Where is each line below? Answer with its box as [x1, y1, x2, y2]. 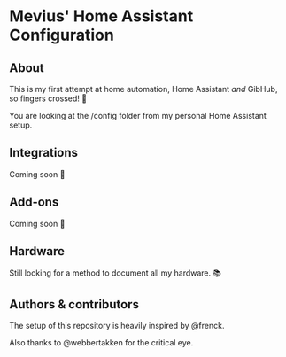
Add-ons [9, 195, 59, 210]
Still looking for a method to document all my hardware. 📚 [9, 268, 221, 278]
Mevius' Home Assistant [9, 6, 194, 27]
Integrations [9, 145, 78, 160]
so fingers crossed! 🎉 [9, 93, 88, 104]
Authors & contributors [9, 297, 140, 312]
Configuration [9, 25, 115, 45]
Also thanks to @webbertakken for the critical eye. [9, 338, 194, 348]
